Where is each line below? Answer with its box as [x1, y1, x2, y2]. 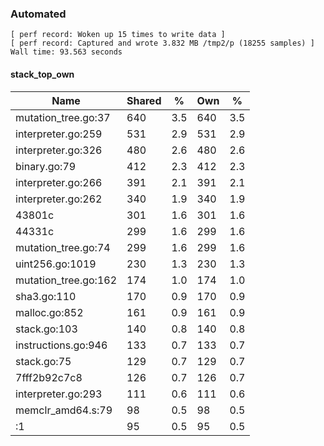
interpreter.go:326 [15, 143, 103, 157]
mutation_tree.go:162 [15, 273, 117, 287]
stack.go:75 [15, 354, 72, 368]
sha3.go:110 [15, 289, 77, 303]
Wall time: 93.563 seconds [10, 47, 123, 57]
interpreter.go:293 [15, 387, 103, 401]
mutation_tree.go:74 [15, 240, 111, 254]
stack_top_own [10, 68, 75, 80]
